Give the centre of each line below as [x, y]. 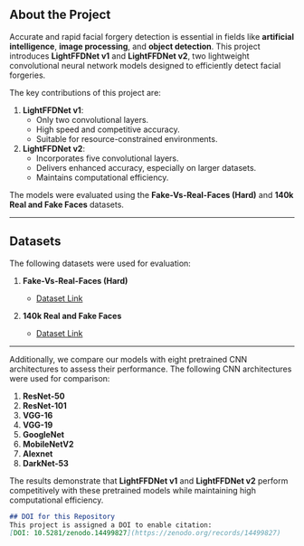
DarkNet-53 [46, 463]
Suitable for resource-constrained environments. [127, 138]
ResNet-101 [44, 405]
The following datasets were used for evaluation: [100, 263]
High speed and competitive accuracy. [108, 129]
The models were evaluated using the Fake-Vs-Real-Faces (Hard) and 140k [152, 194]
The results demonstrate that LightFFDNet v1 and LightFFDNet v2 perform [149, 480]
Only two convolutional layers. [92, 119]
